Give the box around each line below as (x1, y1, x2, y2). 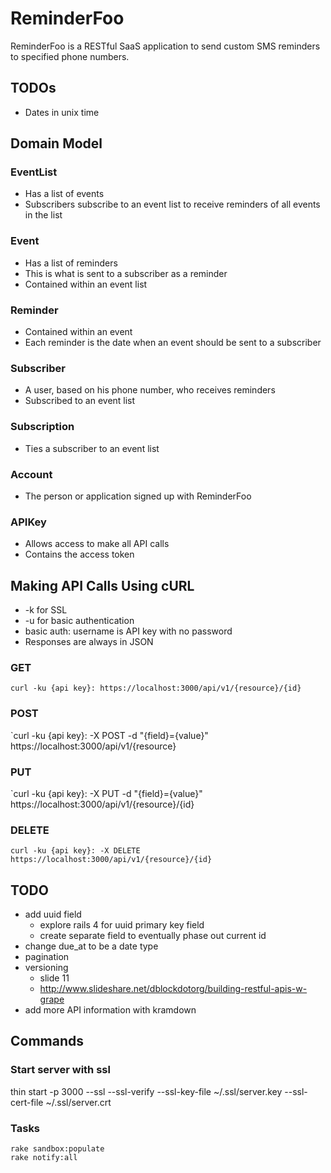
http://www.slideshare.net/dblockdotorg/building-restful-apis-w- (39, 983, 308, 995)
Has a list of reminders (24, 257, 118, 269)
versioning (24, 962, 69, 974)
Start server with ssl (10, 1063, 111, 1077)
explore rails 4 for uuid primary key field (39, 919, 205, 931)
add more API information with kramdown (24, 1004, 197, 1016)
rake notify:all (10, 1153, 78, 1163)
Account (10, 467, 53, 481)
